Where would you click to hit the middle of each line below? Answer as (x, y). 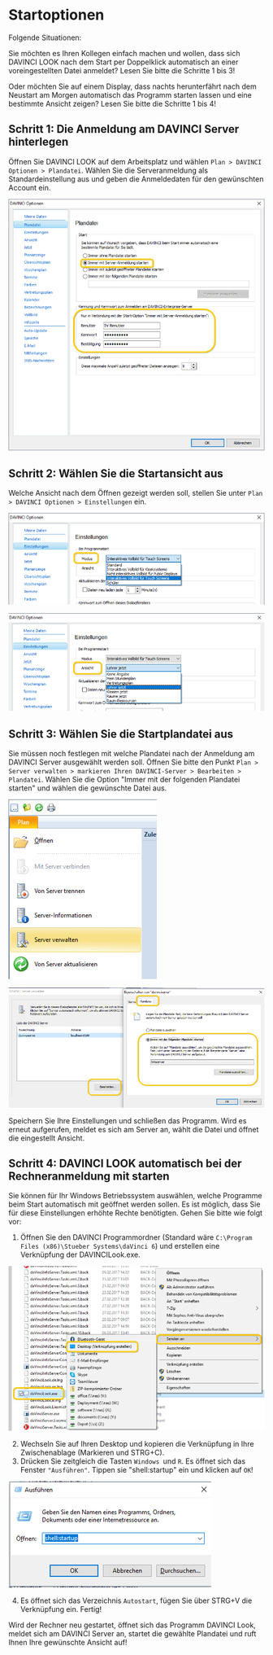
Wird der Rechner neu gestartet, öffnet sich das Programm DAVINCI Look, (132, 1625)
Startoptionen (56, 15)
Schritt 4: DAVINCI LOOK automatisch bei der (125, 1163)
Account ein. (30, 187)
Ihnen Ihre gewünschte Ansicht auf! (68, 1642)
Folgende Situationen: (45, 37)
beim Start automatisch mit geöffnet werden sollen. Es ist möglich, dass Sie (134, 1204)
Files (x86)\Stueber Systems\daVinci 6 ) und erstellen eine (120, 1246)
